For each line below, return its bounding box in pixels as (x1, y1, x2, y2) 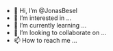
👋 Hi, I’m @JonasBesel (13, 7, 77, 14)
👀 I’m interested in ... (13, 14, 72, 22)
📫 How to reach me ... (13, 37, 77, 44)
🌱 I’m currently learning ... (13, 21, 87, 29)
